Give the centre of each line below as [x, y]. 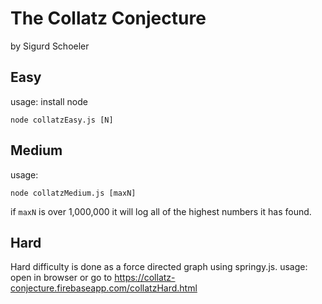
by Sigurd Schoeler [50, 46]
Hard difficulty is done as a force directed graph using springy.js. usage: [159, 267]
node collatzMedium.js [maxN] [73, 193]
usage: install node [49, 101]
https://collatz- [145, 278]
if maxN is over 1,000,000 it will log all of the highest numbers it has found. [161, 211]
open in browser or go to [61, 278]
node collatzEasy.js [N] [62, 120]
